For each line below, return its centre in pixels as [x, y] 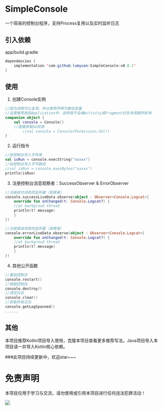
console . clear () [21, 298]
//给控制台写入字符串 [24, 155]
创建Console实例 [29, 99]
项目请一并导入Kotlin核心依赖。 [36, 346]
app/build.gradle [22, 52]
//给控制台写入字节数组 [26, 164]
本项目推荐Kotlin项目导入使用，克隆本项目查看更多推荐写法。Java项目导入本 [81, 340]
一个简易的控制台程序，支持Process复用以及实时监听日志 [62, 23]
